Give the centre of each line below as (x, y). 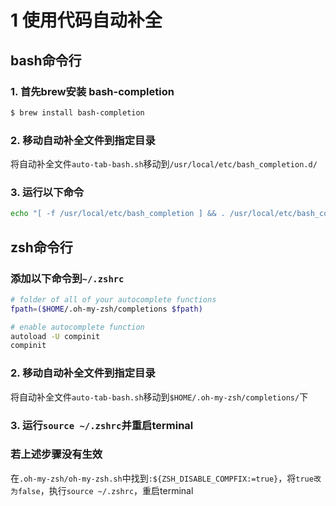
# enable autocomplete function (77, 327)
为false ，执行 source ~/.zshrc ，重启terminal (102, 490)
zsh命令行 (41, 247)
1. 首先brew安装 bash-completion (92, 91)
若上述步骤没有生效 (56, 454)
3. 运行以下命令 (47, 192)
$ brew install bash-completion (77, 112)
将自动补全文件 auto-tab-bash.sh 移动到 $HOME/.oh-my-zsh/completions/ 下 (159, 397)
